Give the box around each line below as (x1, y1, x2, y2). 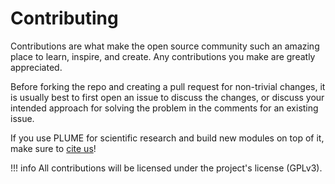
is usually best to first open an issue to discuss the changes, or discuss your (10, 91, 325, 103)
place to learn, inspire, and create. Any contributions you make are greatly (10, 50, 316, 62)
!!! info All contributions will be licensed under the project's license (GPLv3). (10, 162, 323, 174)
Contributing (10, 7, 119, 30)
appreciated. (10, 61, 63, 73)
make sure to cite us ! (10, 142, 97, 154)
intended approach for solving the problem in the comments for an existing (10, 102, 319, 114)
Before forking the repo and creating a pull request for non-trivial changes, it (10, 80, 326, 92)
